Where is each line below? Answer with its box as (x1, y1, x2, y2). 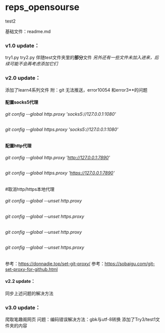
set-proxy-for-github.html (5, 266, 58, 272)
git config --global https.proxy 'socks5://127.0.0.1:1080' (5, 127, 118, 133)
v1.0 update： (5, 42, 39, 49)
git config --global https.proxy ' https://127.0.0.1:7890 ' (5, 170, 115, 176)
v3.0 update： (5, 304, 41, 311)
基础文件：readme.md (5, 28, 51, 34)
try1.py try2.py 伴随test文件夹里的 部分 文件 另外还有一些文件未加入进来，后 (5, 55, 159, 61)
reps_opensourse (5, 2, 80, 13)
